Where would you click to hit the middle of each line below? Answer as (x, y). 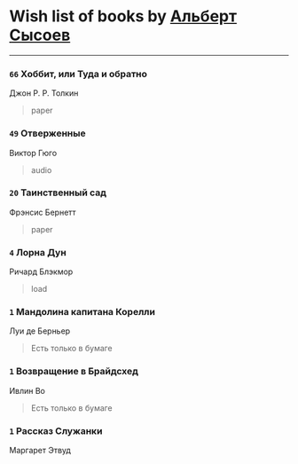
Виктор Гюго (33, 153)
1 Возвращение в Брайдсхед (74, 372)
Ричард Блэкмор (41, 271)
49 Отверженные (47, 133)
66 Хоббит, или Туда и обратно (78, 74)
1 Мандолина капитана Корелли (82, 312)
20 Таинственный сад (58, 193)
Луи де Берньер (40, 331)
